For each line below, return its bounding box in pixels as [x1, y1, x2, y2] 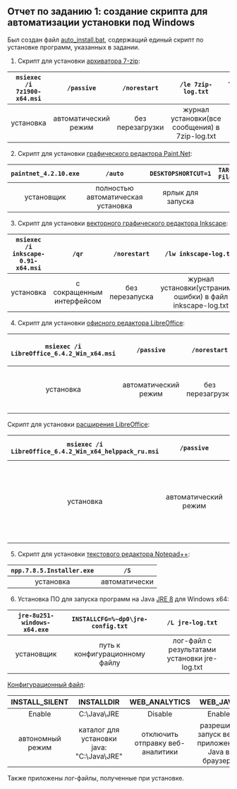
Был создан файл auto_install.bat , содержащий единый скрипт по [7, 35, 204, 44]
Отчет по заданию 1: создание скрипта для [7, 6, 208, 18]
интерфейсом [54, 296, 102, 306]
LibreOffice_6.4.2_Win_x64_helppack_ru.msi [11, 447, 159, 455]
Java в [207, 747, 230, 757]
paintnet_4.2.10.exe [11, 169, 80, 177]
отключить [140, 729, 178, 739]
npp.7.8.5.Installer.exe [11, 566, 95, 574]
